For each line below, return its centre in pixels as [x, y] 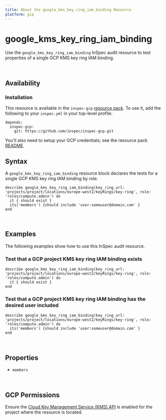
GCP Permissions [33, 395]
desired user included [32, 305]
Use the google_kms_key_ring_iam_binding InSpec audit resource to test [78, 53]
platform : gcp [20, 14]
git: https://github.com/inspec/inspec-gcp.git [64, 131]
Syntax [16, 161]
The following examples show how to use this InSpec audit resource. [75, 246]
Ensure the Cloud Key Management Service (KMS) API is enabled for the [79, 407]
